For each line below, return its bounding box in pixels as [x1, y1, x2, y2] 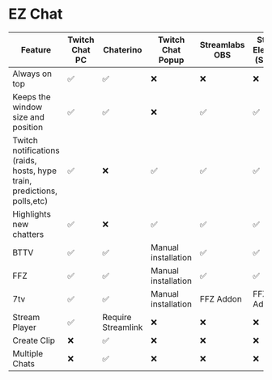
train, [12, 175, 32, 186]
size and [12, 111, 45, 122]
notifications [12, 145, 60, 156]
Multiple [12, 348, 44, 359]
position [12, 121, 43, 133]
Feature [20, 44, 52, 55]
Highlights [12, 208, 51, 219]
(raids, [12, 154, 37, 166]
